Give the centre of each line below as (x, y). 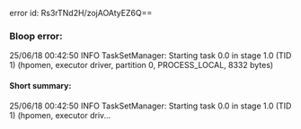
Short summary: (40, 85)
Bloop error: (36, 36)
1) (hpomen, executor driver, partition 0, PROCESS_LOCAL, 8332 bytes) (142, 65)
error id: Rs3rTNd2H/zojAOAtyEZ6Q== (81, 13)
